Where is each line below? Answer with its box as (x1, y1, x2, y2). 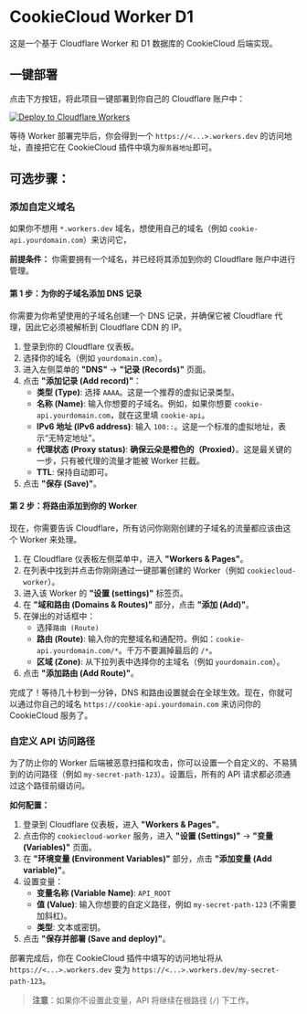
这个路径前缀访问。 (16, 780, 90, 791)
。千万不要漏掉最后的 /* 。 (118, 644, 217, 655)
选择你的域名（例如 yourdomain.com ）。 (22, 352, 167, 363)
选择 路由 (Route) (36, 621, 100, 632)
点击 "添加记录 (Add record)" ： (22, 375, 142, 386)
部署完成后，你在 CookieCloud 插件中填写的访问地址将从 (9, 953, 223, 964)
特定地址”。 (56, 432, 101, 443)
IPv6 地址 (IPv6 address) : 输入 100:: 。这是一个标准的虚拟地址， (36, 420, 279, 431)
